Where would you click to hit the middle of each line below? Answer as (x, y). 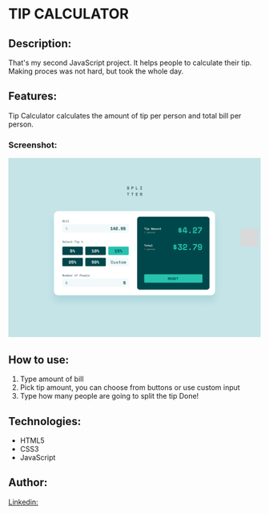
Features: (33, 96)
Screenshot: (33, 145)
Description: (40, 44)
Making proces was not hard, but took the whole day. (96, 71)
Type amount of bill (52, 379)
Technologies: (45, 421)
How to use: (39, 360)
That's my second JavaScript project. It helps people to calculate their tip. (130, 62)
